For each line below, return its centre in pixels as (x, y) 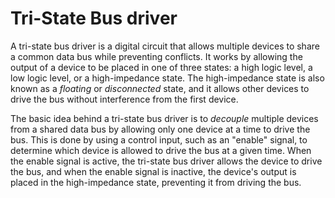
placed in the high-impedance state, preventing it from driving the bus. (156, 182)
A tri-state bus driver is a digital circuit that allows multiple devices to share (165, 46)
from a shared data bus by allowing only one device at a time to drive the (160, 129)
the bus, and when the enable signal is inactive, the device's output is (153, 171)
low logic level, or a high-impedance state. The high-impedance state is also (167, 78)
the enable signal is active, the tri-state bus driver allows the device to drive (166, 161)
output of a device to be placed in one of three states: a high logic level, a (161, 67)
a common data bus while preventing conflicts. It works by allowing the (156, 56)
